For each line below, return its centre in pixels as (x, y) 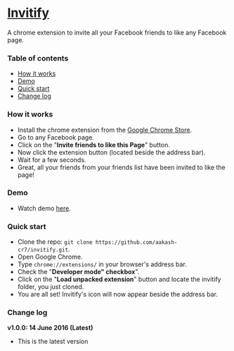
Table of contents (38, 58)
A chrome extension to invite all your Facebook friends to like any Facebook (117, 32)
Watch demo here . (44, 208)
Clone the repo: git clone (55, 242)
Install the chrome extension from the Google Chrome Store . (104, 130)
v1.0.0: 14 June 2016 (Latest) (50, 328)
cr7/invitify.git (43, 250)
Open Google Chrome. (50, 257)
